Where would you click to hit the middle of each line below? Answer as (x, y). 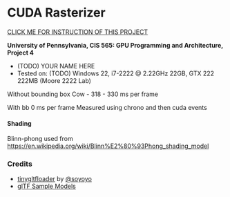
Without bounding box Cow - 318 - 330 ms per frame (83, 94)
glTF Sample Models (46, 186)
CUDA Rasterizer (56, 13)
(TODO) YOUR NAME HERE (56, 66)
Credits (20, 164)
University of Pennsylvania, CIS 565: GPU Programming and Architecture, (115, 45)
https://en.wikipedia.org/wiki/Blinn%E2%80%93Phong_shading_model (108, 146)
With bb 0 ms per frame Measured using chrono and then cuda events (107, 107)
